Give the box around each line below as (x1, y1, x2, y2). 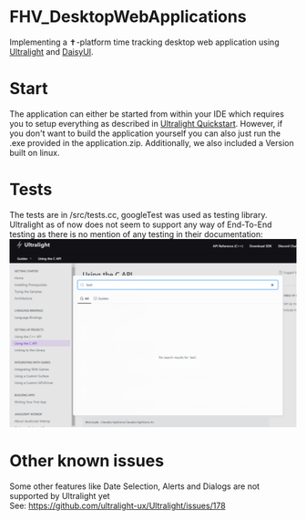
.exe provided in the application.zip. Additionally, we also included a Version (9, 137, 294, 148)
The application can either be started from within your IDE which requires (9, 108, 285, 120)
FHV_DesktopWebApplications (9, 6, 248, 27)
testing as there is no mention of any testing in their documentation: (9, 228, 264, 239)
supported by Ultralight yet (9, 490, 111, 501)
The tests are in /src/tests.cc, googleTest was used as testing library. (9, 209, 268, 220)
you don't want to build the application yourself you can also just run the (9, 128, 280, 139)
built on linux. (9, 147, 60, 158)
